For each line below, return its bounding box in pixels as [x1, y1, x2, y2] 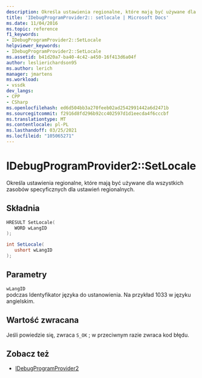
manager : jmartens [6, 71, 53, 77]
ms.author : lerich [6, 65, 53, 72]
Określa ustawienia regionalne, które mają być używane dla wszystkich [6, 179, 184, 186]
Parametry [6, 269, 47, 280]
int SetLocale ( [6, 241, 45, 248]
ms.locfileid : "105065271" [6, 133, 74, 140]
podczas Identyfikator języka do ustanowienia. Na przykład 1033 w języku [6, 291, 192, 298]
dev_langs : [6, 88, 34, 94]
